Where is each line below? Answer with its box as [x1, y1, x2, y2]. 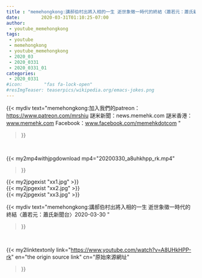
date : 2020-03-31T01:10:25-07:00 [6, 14, 109, 20]
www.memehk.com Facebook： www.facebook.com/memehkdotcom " [6, 119, 181, 126]
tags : [6, 31, 20, 37]
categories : [6, 70, 36, 76]
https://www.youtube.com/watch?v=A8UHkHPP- [70, 246, 191, 253]
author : [6, 20, 26, 26]
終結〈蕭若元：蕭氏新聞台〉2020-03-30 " [6, 211, 110, 218]
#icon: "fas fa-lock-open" [6, 82, 93, 88]
